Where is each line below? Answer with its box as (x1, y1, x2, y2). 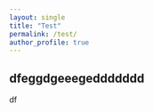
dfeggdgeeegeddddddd (9, 70, 145, 85)
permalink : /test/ (9, 29, 77, 38)
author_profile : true (9, 37, 90, 47)
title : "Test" (9, 21, 62, 30)
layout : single (9, 12, 66, 22)
